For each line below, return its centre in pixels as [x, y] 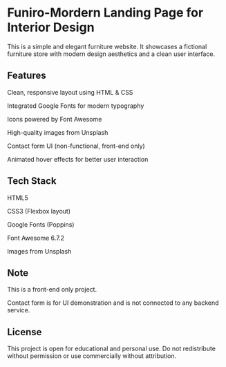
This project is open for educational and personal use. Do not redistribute [112, 349]
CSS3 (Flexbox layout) [39, 211]
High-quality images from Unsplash [58, 132]
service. [19, 310]
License [25, 332]
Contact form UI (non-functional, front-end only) [76, 146]
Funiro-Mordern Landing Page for [105, 13]
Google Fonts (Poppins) [41, 224]
